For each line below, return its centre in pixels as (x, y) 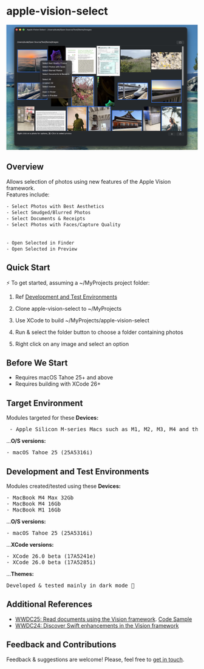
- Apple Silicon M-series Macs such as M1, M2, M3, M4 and (99, 429)
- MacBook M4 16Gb (34, 504)
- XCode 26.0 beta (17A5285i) (51, 563)
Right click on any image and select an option (72, 344)
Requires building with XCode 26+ (58, 384)
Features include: (28, 194)
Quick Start (28, 268)
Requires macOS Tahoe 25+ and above (64, 378)
